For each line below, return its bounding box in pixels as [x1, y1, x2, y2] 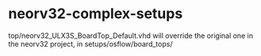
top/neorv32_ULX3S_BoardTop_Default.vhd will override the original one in [8, 31, 254, 40]
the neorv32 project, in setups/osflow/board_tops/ [8, 39, 173, 48]
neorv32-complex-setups [8, 5, 183, 23]
